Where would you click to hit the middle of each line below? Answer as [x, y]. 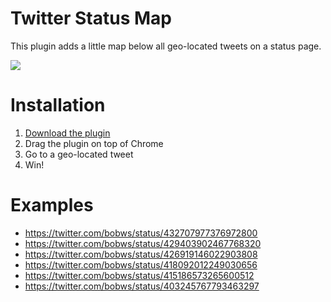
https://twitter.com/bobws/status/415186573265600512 [139, 275]
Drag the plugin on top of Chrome [94, 143]
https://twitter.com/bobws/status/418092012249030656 [141, 264]
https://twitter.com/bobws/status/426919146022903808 [141, 254]
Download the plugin [67, 133]
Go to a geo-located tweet [79, 154]
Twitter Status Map [91, 18]
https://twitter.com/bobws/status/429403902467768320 [143, 243]
